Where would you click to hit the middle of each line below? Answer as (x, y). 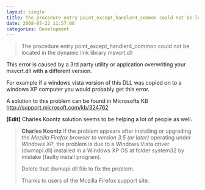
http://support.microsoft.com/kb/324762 (57, 108)
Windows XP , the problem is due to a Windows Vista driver (95, 144)
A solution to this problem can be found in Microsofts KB (77, 101)
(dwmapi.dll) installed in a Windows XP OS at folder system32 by (103, 150)
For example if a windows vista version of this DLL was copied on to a (94, 83)
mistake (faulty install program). (61, 157)
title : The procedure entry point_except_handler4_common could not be (99, 18)
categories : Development (38, 29)
